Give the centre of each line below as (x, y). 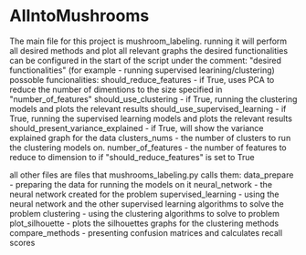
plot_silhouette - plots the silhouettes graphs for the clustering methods (144, 223)
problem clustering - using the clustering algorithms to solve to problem (145, 213)
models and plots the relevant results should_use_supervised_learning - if (148, 108)
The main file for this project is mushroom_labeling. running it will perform (148, 41)
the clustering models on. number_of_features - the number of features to (148, 148)
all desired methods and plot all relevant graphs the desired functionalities (149, 50)
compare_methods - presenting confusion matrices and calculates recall (146, 232)
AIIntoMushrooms (79, 16)
